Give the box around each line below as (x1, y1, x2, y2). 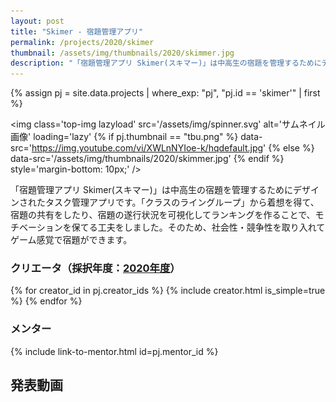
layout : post (10, 16, 65, 26)
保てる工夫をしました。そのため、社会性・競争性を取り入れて (71, 221, 326, 234)
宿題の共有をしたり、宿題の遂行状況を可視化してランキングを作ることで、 (10, 209, 316, 221)
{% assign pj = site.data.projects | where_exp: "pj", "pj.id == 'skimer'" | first (10, 87, 321, 99)
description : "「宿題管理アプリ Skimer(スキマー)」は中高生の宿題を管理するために (10, 58, 322, 69)
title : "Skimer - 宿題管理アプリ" (10, 26, 144, 37)
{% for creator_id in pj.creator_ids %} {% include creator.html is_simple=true (10, 285, 326, 297)
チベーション (10, 221, 63, 234)
